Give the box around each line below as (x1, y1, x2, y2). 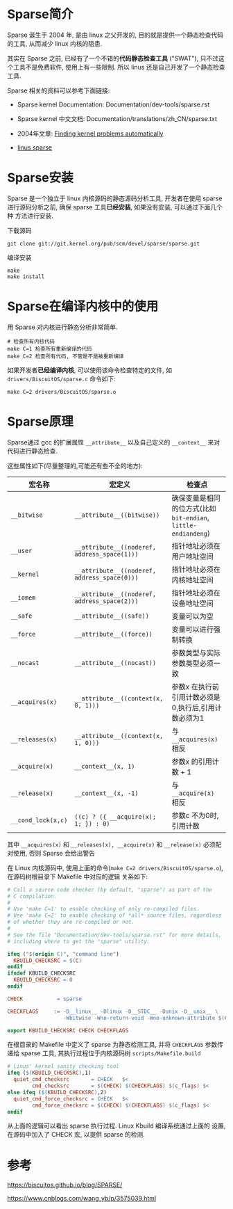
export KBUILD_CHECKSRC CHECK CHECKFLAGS (7, 1027, 129, 1034)
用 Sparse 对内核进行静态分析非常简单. (7, 323, 118, 331)
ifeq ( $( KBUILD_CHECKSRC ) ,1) (7, 1069, 92, 1077)
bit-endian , (171, 513, 209, 522)
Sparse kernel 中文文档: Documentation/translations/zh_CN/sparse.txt (17, 114, 217, 122)
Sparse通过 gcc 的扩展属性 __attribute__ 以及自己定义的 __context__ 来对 (7, 438, 221, 446)
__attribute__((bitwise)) (74, 511, 160, 519)
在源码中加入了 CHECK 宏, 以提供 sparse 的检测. (7, 1130, 146, 1139)
